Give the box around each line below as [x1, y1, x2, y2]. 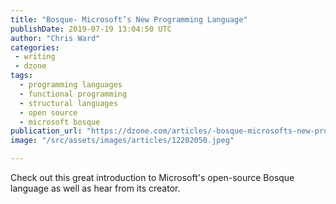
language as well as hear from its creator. [10, 182, 181, 194]
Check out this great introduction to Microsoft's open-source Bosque [10, 172, 295, 183]
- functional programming [19, 89, 128, 99]
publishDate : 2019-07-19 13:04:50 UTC [10, 24, 172, 34]
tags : [10, 71, 33, 81]
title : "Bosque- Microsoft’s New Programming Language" [10, 14, 248, 25]
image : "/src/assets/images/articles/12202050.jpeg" [10, 136, 235, 146]
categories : [10, 42, 60, 53]
